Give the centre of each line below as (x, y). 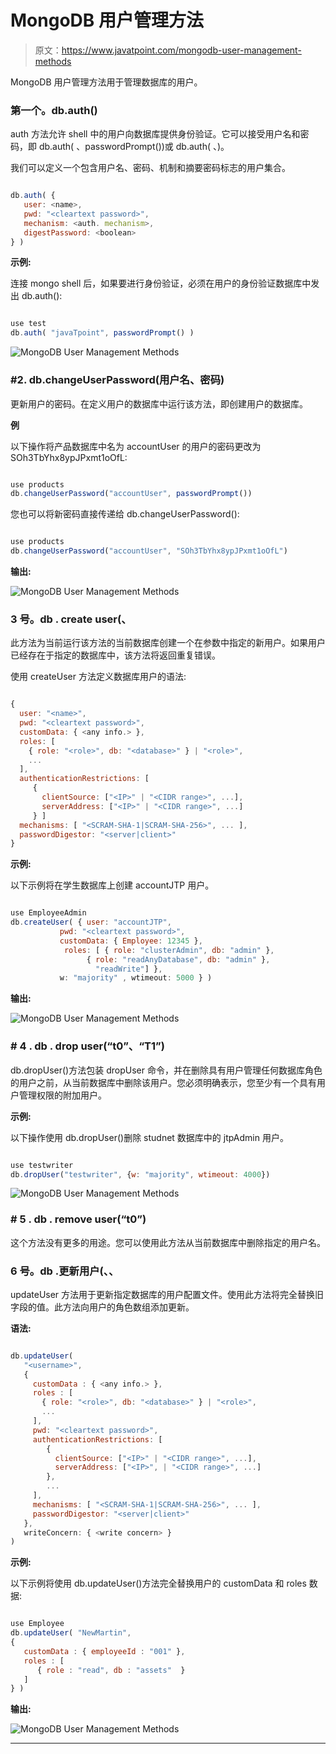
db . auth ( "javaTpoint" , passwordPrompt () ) (102, 333)
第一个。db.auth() (54, 110)
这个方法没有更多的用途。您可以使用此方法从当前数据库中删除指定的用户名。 (168, 1242)
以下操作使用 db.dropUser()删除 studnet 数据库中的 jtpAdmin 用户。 (149, 1137)
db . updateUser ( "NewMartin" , (71, 1633)
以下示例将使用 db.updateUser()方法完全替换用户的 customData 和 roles (158, 1583)
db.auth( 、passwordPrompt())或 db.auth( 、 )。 (134, 147)
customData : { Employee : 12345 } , (131, 941)
